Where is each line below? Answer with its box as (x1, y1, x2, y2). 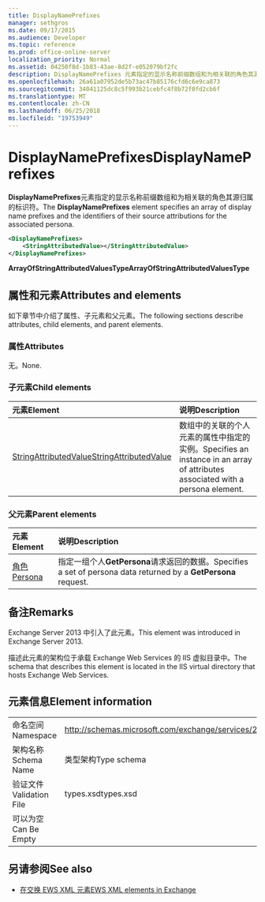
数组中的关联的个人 (178, 419, 251, 430)
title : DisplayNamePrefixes (8, 11, 101, 20)
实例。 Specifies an (178, 443, 249, 454)
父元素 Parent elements (8, 509, 97, 520)
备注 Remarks (8, 605, 74, 618)
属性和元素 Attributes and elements (8, 288, 181, 302)
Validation (12, 789, 49, 800)
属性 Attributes (8, 341, 65, 352)
